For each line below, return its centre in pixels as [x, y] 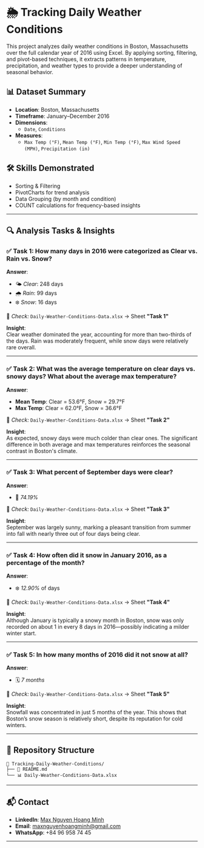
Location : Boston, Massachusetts [57, 109]
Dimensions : [31, 122]
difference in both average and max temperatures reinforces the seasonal [98, 444]
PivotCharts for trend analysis [52, 192]
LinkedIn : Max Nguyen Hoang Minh [59, 820]
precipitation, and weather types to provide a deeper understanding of [94, 66]
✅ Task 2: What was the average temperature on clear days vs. [101, 369]
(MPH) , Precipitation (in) [57, 148]
